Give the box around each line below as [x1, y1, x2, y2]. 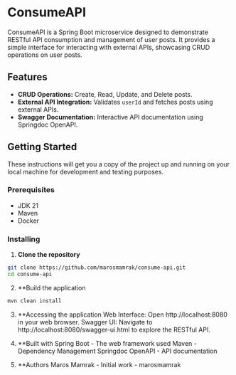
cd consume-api [7, 271, 53, 278]
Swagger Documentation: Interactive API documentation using [17, 112, 204, 121]
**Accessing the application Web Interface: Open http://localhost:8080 [17, 310, 227, 319]
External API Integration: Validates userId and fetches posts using [17, 97, 213, 106]
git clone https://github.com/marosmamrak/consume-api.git [7, 264, 186, 271]
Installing [7, 234, 41, 244]
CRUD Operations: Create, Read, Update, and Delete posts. [17, 90, 193, 98]
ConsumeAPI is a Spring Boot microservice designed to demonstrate [7, 28, 208, 36]
